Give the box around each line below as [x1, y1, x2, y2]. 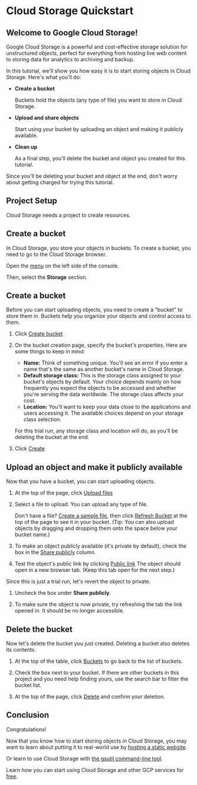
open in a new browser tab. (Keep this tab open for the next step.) [14, 566, 175, 574]
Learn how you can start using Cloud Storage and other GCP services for [6, 766, 184, 773]
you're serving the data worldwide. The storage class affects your [23, 391, 184, 398]
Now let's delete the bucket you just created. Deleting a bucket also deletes [6, 640, 190, 647]
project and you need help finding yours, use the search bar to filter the [14, 675, 189, 683]
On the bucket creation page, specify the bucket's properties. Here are [14, 341, 188, 349]
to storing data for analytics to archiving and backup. [6, 56, 134, 63]
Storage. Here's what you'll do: [6, 74, 81, 80]
